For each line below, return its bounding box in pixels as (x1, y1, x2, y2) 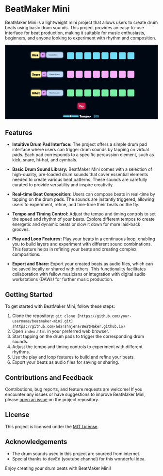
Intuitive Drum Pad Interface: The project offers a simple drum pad (12, 141, 147, 147)
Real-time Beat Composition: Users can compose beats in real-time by (12, 191, 155, 197)
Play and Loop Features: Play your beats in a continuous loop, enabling (12, 236, 155, 242)
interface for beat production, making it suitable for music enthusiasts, (5, 30, 146, 35)
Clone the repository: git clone (12, 313, 75, 319)
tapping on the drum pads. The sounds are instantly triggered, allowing (12, 196, 154, 202)
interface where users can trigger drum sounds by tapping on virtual (12, 147, 149, 153)
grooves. (12, 227, 30, 232)
